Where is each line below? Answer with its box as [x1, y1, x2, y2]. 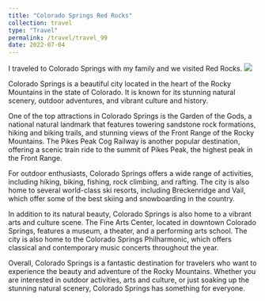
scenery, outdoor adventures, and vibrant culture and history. [8, 96, 208, 105]
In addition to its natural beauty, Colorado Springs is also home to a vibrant [8, 209, 252, 219]
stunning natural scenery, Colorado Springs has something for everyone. [8, 284, 245, 293]
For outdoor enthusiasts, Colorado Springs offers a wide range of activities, [8, 169, 254, 178]
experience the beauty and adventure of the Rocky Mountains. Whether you [8, 267, 256, 276]
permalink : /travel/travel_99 [8, 33, 108, 42]
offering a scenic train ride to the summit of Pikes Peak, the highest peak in [8, 145, 253, 154]
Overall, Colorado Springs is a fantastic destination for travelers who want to [8, 258, 257, 268]
